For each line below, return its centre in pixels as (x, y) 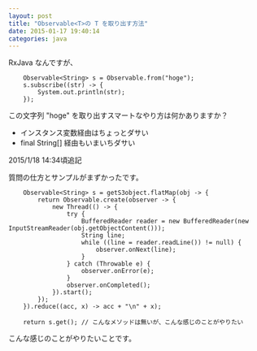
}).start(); (72, 292)
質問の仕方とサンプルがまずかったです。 (76, 178)
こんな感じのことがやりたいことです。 (72, 339)
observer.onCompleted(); (109, 285)
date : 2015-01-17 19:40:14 (54, 31)
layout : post (30, 16)
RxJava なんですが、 (43, 63)
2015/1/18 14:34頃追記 (45, 160)
